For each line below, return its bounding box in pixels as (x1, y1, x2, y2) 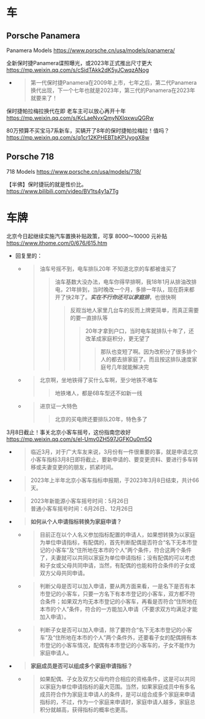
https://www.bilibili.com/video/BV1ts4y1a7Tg (6, 187, 119, 195)
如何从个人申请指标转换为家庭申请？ (30, 518, 122, 525)
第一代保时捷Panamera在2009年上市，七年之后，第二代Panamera (30, 79, 197, 86)
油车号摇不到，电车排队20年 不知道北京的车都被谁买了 (39, 265, 177, 272)
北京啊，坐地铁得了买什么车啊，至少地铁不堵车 (39, 376, 158, 384)
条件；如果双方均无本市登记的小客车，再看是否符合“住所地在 (45, 597, 198, 605)
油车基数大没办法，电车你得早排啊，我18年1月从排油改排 (54, 278, 197, 286)
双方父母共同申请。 (39, 569, 89, 577)
